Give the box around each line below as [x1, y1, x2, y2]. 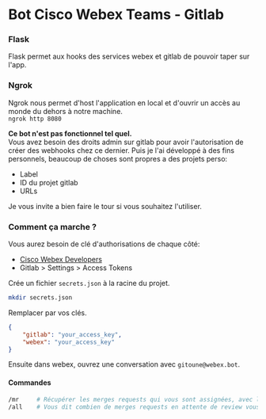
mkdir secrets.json [8, 294, 73, 302]
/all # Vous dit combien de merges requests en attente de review [8, 402, 243, 411]
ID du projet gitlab [19, 177, 78, 187]
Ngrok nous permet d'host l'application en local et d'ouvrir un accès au [8, 97, 241, 108]
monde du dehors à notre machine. [8, 106, 123, 116]
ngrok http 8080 [8, 115, 62, 123]
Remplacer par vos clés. [8, 307, 87, 318]
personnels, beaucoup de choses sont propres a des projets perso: [8, 154, 228, 163]
